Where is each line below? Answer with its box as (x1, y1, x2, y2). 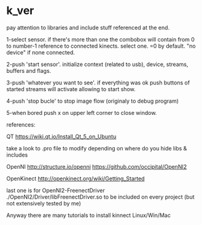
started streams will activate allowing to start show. (6, 85, 136, 92)
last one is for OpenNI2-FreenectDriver (6, 186, 106, 194)
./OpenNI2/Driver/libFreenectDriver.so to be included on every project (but (6, 193, 195, 201)
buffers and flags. (6, 67, 52, 74)
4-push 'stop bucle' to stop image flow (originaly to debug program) (6, 97, 179, 105)
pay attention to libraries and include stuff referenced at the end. (6, 24, 170, 31)
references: (6, 120, 36, 128)
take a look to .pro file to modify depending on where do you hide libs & (6, 144, 187, 152)
